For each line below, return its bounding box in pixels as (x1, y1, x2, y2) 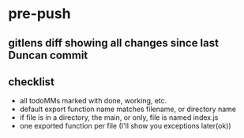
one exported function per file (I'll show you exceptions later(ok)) (19, 121, 231, 131)
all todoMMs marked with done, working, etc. (19, 96, 167, 106)
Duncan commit (8, 48, 88, 62)
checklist (8, 75, 55, 88)
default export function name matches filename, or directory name (19, 104, 237, 114)
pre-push (8, 5, 71, 23)
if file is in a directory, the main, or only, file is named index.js (19, 113, 219, 122)
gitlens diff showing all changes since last (8, 36, 220, 50)
